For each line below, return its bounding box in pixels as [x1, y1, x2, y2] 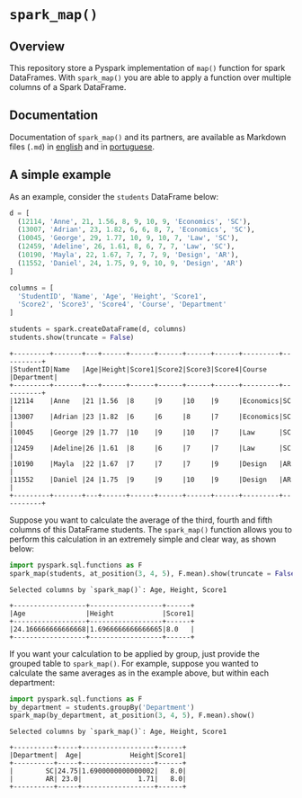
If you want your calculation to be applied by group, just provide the [9, 648, 261, 659]
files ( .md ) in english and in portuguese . [9, 141, 155, 152]
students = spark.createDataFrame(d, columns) [9, 325, 187, 334]
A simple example [9, 167, 111, 183]
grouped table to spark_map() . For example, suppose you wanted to [9, 658, 259, 668]
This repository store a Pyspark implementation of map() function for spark [9, 63, 286, 73]
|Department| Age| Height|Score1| [9, 751, 187, 760]
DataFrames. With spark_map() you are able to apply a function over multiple [9, 72, 292, 83]
